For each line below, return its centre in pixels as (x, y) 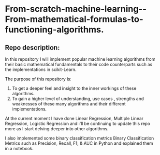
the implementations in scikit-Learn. (41, 69)
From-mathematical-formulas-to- (74, 19)
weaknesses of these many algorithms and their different (69, 104)
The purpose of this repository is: (38, 79)
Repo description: (32, 47)
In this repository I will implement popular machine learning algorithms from (80, 59)
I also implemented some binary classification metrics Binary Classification (80, 138)
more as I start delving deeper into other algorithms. (57, 129)
